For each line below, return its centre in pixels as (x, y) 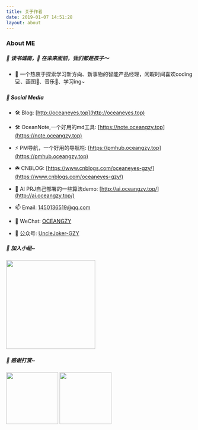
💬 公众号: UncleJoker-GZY (47, 233)
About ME (21, 43)
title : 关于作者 (24, 12)
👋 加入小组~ (21, 248)
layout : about (24, 23)
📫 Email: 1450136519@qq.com (52, 207)
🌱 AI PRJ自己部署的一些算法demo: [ (58, 189)
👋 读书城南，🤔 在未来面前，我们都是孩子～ (58, 58)
